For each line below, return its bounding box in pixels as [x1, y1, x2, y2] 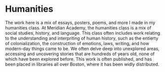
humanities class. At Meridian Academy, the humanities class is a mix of [5, 24, 152, 30]
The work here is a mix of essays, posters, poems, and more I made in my [5, 20, 156, 25]
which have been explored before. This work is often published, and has [5, 56, 152, 62]
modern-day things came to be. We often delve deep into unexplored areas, [5, 46, 160, 51]
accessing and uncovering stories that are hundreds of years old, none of [5, 50, 155, 57]
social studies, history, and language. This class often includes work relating [5, 30, 161, 36]
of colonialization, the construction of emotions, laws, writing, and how [5, 40, 149, 46]
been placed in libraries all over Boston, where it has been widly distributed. [5, 61, 160, 67]
